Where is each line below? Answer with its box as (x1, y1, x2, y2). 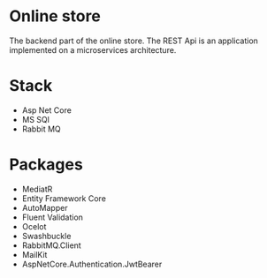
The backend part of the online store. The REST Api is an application (9, 35, 259, 46)
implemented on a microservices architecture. (9, 44, 177, 55)
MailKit (21, 249, 48, 259)
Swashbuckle (21, 230, 72, 241)
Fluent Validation (21, 212, 84, 222)
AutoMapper (21, 202, 68, 213)
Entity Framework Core (21, 192, 106, 204)
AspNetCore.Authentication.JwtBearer (21, 259, 163, 269)
